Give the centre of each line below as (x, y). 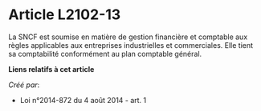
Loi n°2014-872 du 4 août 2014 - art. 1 (83, 100)
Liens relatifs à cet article (51, 69)
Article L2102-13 (65, 15)
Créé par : (24, 85)
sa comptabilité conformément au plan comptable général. (105, 54)
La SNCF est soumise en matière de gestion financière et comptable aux (128, 37)
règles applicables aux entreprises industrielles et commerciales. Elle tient (131, 45)
